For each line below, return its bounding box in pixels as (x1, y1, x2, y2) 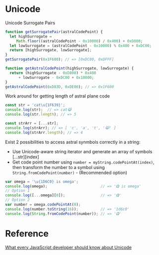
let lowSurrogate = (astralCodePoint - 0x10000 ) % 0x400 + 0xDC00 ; (9, 43, 152, 48)
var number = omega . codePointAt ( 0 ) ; (5, 202, 81, 207)
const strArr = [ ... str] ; (5, 121, 58, 126)
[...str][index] (12, 154, 40, 160)
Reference (5, 228, 49, 239)
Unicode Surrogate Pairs (5, 20, 55, 26)
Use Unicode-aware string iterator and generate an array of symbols (12, 148, 153, 154)
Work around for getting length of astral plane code (5, 93, 110, 99)
